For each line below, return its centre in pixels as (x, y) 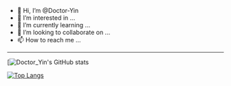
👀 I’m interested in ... (46, 18)
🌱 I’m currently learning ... (54, 25)
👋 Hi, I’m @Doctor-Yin (48, 11)
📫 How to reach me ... (49, 40)
